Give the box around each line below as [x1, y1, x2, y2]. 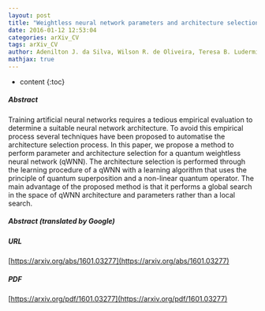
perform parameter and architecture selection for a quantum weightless [8, 148, 241, 157]
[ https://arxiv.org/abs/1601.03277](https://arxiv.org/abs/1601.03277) [8, 257, 230, 266]
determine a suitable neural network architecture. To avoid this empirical [8, 123, 244, 132]
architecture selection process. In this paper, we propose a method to [8, 139, 234, 150]
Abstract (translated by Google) [8, 217, 116, 226]
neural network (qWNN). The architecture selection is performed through [8, 157, 246, 166]
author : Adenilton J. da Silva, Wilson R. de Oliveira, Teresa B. [8, 48, 231, 56]
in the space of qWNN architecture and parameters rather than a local [8, 190, 235, 199]
